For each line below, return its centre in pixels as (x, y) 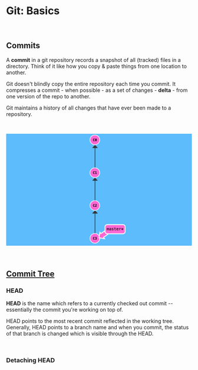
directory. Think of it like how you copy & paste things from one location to (97, 66)
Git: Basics (33, 11)
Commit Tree (30, 274)
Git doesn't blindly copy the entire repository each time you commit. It (91, 84)
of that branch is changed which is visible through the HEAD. (80, 333)
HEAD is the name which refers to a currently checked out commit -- (90, 303)
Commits (23, 46)
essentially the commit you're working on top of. (65, 310)
